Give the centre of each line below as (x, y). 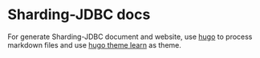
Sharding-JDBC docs (79, 15)
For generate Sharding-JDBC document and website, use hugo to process (130, 37)
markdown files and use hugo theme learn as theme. (95, 44)
